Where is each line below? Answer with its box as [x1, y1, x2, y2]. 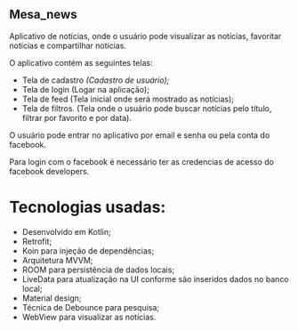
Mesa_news [9, 7, 77, 22]
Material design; [21, 293, 82, 303]
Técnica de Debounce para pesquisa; [21, 302, 160, 312]
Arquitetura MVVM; [21, 254, 93, 265]
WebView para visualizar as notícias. [21, 311, 157, 322]
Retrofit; [21, 236, 52, 246]
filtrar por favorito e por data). [21, 112, 132, 123]
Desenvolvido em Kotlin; [21, 226, 111, 237]
